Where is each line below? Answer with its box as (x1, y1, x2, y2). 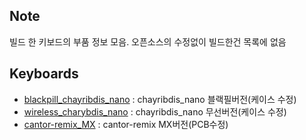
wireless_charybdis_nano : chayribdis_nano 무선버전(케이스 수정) (23, 105, 287, 118)
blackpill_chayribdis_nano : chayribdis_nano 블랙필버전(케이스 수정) (23, 93, 297, 105)
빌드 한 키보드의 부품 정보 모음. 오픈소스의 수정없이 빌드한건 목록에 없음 (9, 35, 287, 48)
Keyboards (9, 65, 79, 83)
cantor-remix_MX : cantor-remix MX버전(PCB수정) (23, 118, 229, 130)
